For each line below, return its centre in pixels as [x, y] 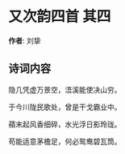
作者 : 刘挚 [25, 41]
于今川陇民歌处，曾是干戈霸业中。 [65, 107]
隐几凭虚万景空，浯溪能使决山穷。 [65, 89]
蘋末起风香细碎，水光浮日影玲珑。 [65, 124]
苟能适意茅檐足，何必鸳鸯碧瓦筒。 [65, 141]
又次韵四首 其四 [60, 17]
